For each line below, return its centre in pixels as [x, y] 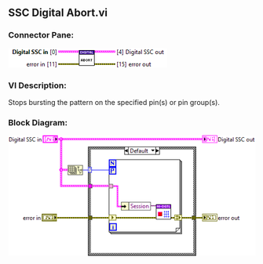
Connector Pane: [41, 35]
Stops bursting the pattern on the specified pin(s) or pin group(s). [114, 102]
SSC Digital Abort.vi [58, 13]
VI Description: [37, 85]
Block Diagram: [38, 122]
